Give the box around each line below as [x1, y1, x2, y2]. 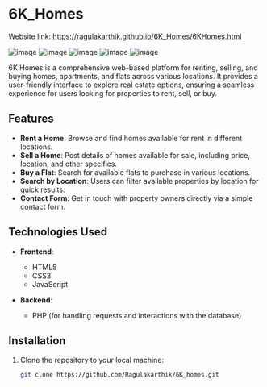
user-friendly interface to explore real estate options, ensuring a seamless [8, 80, 255, 89]
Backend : [19, 295, 53, 305]
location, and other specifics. [19, 159, 117, 169]
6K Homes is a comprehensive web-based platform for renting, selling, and [8, 62, 258, 73]
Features [8, 112, 54, 126]
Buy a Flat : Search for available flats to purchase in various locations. [19, 167, 251, 177]
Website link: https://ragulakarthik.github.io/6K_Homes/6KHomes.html [8, 31, 242, 41]
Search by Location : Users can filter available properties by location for [19, 176, 260, 185]
